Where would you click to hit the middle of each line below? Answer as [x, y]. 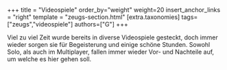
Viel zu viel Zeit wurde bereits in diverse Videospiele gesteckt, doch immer [112, 37]
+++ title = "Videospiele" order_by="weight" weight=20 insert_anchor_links [114, 10]
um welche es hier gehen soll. [49, 59]
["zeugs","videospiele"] [40, 24]
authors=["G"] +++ [101, 24]
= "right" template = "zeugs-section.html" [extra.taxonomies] [94, 17]
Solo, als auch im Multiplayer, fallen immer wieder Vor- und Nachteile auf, [111, 52]
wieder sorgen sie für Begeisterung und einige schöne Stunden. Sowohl [109, 45]
